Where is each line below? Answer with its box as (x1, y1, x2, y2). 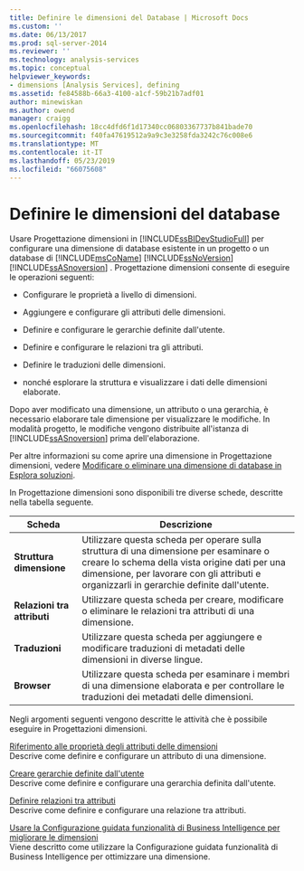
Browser (14, 679, 52, 692)
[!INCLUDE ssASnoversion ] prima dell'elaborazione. (9, 433, 201, 444)
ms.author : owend (9, 106, 75, 115)
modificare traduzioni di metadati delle (81, 642, 246, 655)
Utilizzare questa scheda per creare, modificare (81, 593, 284, 606)
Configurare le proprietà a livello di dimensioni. (22, 289, 197, 300)
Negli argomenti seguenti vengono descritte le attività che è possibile (9, 714, 268, 724)
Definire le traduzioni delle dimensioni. (22, 359, 166, 371)
